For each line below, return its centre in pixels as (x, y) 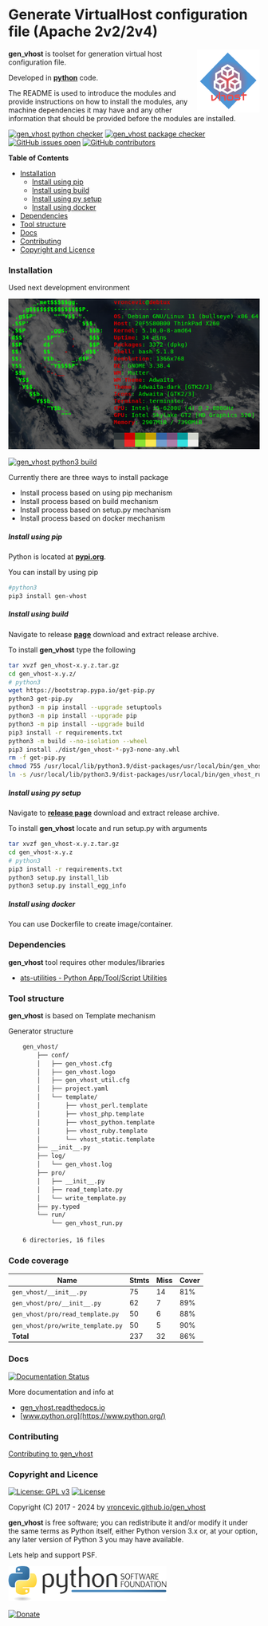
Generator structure (41, 1031)
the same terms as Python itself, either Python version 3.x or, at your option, (133, 1531)
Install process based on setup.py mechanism (95, 510)
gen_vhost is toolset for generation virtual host (85, 53)
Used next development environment (69, 288)
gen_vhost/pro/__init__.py (56, 1304)
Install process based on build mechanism (89, 502)
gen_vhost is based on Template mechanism (82, 1015)
